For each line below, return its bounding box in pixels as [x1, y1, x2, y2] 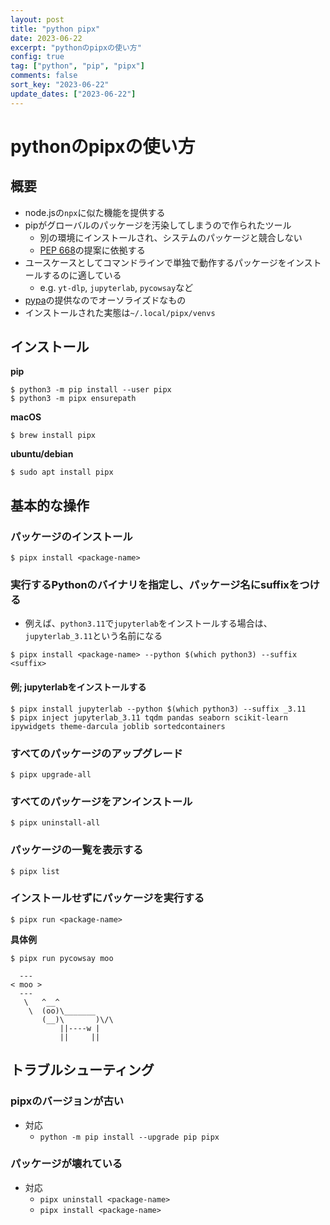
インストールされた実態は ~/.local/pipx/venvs [24, 306, 216, 318]
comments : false [10, 71, 78, 81]
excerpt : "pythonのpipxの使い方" [10, 42, 142, 53]
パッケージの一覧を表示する [10, 843, 144, 857]
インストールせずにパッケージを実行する [10, 891, 205, 905]
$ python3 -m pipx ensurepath [10, 394, 137, 404]
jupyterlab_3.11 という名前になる [24, 630, 163, 642]
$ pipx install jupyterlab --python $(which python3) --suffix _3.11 [10, 704, 307, 714]
